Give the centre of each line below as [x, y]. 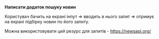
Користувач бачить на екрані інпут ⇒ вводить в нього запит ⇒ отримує [79, 16]
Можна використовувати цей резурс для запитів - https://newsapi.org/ [78, 31]
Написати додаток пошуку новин [40, 7]
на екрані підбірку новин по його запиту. [47, 22]
